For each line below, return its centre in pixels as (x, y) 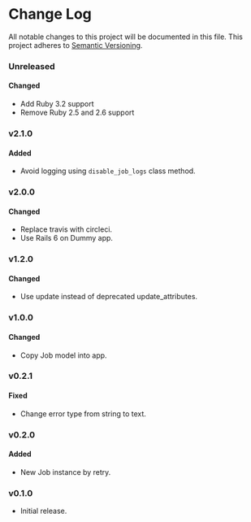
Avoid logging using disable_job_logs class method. (108, 171)
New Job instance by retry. (65, 472)
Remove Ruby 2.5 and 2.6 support (77, 113)
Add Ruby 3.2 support (57, 104)
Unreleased (32, 66)
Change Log (50, 14)
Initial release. (43, 511)
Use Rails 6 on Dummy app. (67, 238)
